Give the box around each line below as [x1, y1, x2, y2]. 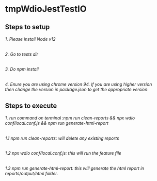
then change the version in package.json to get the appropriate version [5, 86, 148, 92]
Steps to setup [5, 23, 50, 31]
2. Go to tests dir [5, 51, 39, 57]
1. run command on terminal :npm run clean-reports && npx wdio [5, 115, 135, 121]
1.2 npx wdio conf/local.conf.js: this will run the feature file [5, 150, 122, 156]
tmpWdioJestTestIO [5, 3, 87, 15]
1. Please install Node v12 [5, 36, 56, 42]
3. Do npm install [5, 66, 39, 72]
